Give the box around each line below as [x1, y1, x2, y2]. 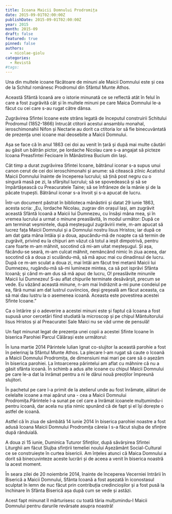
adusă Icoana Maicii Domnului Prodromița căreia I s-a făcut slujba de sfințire [5, 424, 167, 430]
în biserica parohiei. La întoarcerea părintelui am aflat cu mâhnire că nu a [5, 360, 160, 367]
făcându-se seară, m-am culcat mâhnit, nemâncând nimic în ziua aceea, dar [5, 249, 167, 255]
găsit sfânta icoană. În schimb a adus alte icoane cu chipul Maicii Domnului [5, 366, 164, 372]
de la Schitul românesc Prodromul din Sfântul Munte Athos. [5, 84, 130, 90]
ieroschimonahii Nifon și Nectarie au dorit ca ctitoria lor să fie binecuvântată [5, 126, 166, 132]
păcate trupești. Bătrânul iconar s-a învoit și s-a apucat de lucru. [5, 189, 142, 196]
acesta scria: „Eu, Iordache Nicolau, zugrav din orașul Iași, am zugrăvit [5, 205, 155, 211]
